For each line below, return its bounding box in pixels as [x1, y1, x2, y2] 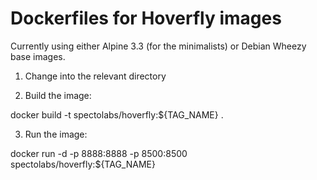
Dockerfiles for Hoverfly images [10, 7, 282, 30]
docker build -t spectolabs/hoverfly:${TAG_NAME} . [10, 108, 224, 121]
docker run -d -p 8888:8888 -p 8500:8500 [10, 147, 188, 159]
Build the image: [24, 89, 92, 101]
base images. [10, 50, 66, 62]
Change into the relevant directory [24, 70, 167, 82]
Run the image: [24, 128, 88, 140]
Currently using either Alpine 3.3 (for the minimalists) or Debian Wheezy [10, 40, 307, 52]
